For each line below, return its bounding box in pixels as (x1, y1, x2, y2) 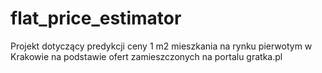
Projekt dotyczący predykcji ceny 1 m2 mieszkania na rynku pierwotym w (10, 40, 313, 52)
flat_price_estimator (10, 7, 182, 30)
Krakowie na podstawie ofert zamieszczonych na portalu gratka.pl (10, 50, 283, 62)
